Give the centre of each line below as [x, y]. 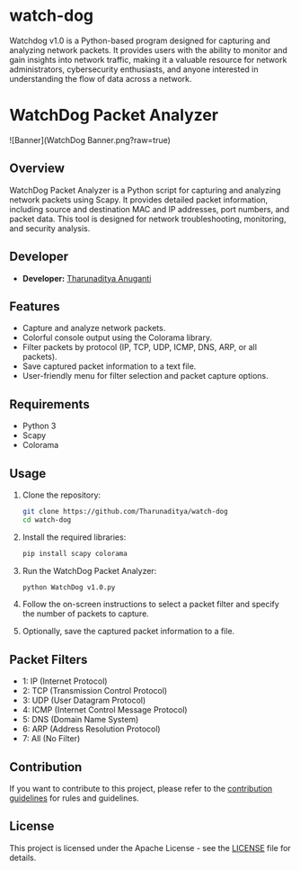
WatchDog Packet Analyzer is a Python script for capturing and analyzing [145, 190]
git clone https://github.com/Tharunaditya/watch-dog [125, 511]
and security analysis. [50, 228]
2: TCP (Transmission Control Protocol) [95, 691]
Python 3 [39, 426]
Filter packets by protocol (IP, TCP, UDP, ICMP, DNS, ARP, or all [140, 347]
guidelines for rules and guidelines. [74, 798]
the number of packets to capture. [86, 614]
